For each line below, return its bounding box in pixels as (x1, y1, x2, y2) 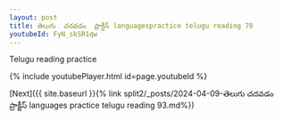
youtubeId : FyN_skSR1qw (9, 29, 98, 38)
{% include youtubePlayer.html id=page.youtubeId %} (9, 71, 208, 82)
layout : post (9, 12, 58, 22)
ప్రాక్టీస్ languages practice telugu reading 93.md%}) (9, 100, 195, 111)
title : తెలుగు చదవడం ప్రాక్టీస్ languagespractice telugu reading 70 (9, 21, 254, 30)
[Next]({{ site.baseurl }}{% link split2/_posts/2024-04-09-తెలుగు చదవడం (9, 88, 274, 99)
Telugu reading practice (9, 54, 97, 65)
